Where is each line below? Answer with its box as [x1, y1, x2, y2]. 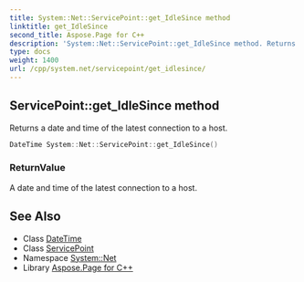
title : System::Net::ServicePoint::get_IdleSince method [9, 13, 231, 23]
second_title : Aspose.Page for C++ [9, 30, 145, 39]
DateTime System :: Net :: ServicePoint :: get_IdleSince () [9, 140, 219, 149]
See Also [9, 209, 61, 225]
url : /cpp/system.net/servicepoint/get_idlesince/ [9, 65, 206, 74]
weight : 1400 [9, 56, 59, 65]
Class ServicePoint [22, 243, 94, 254]
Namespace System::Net [22, 252, 117, 263]
